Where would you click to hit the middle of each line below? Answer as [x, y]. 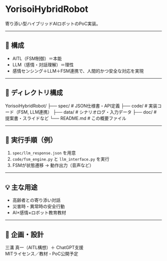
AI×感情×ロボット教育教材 [39, 213]
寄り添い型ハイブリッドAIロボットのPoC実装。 [53, 23]
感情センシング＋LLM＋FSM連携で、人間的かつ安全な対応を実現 [78, 71]
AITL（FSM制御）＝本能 [37, 58]
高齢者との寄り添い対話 [36, 200]
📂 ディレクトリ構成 [34, 93]
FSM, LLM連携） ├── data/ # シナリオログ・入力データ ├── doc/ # [87, 112]
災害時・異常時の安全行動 [39, 206]
